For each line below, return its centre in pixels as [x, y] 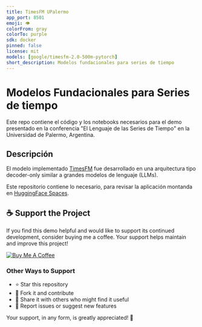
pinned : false [24, 46]
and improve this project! [37, 243]
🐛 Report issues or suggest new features [66, 306]
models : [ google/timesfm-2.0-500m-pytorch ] [62, 57]
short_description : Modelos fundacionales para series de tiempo [90, 62]
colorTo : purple [27, 35]
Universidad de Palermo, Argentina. [50, 135]
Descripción [30, 154]
